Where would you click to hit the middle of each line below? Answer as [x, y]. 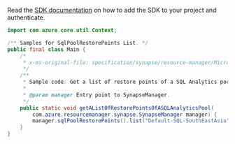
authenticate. [26, 17]
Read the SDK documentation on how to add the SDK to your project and [112, 10]
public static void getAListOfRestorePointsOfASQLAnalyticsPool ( [117, 108]
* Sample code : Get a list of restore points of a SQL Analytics [120, 82]
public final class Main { [47, 49]
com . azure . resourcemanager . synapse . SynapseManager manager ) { [125, 115]
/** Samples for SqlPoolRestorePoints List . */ [78, 43]
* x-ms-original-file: [56, 62]
